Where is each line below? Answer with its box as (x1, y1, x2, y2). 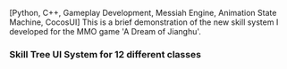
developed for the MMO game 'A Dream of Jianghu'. (9, 27, 201, 36)
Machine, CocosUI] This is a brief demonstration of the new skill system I (9, 17, 279, 27)
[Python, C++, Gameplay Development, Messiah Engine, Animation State (9, 8, 277, 18)
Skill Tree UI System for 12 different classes (9, 48, 201, 60)
